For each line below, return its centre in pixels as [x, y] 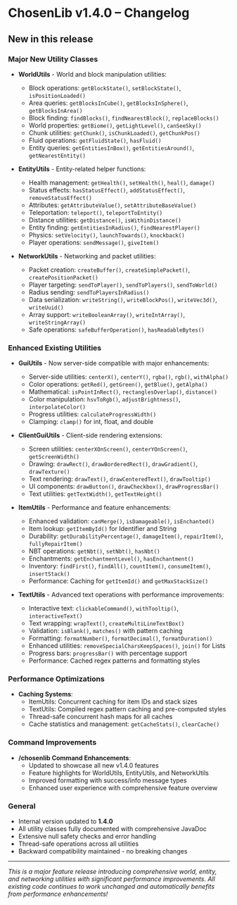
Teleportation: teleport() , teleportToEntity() [96, 212]
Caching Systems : [45, 694]
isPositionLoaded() [57, 96]
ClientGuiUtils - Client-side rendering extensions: [90, 435]
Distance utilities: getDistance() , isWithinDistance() [105, 220]
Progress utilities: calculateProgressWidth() [92, 414]
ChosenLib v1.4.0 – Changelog [99, 13]
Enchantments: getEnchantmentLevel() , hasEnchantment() [111, 558]
